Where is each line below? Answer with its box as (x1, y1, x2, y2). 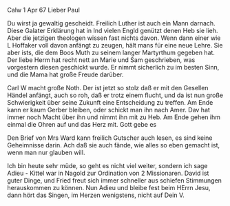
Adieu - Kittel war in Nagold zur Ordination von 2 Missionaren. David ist (7, 169, 209, 177)
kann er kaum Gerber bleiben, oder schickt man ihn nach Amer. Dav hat (7, 106, 210, 114)
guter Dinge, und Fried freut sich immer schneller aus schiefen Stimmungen (7, 176, 222, 185)
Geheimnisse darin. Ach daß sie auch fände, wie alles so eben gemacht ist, (7, 141, 220, 149)
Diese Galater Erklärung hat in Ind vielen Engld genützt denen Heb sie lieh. (7, 27, 218, 34)
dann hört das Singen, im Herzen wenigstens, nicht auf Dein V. (7, 191, 185, 199)
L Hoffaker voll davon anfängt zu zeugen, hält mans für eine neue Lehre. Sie (7, 41, 223, 49)
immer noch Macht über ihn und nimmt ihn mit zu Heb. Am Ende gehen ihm (7, 113, 220, 121)
